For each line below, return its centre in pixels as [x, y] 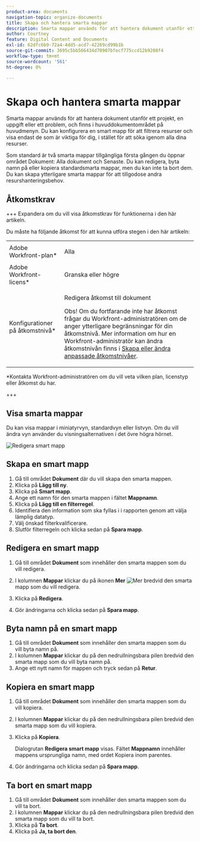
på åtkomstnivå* [32, 330]
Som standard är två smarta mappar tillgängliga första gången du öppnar [96, 155]
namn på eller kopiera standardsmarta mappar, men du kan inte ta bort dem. [100, 168]
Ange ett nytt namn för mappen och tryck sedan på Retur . [86, 668]
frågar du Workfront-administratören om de [126, 319]
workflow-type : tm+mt [33, 56]
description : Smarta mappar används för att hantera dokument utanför [96, 28]
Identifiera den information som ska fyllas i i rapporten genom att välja [101, 510]
